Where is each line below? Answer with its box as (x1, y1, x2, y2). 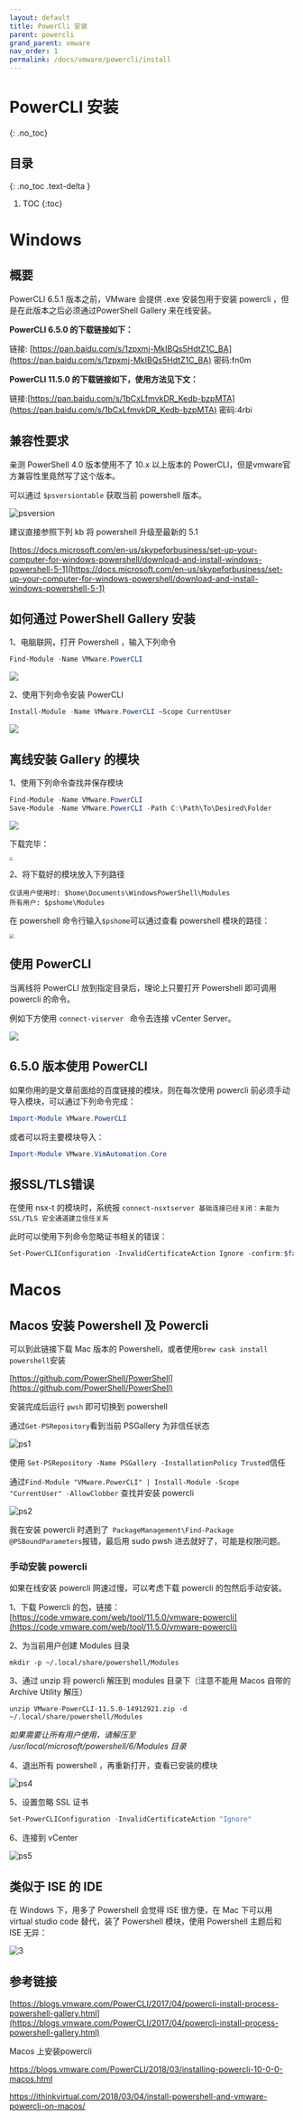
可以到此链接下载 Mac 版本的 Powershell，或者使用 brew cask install (9, 1343, 269, 1354)
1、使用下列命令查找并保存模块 (9, 777, 124, 787)
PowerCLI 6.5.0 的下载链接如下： (9, 324, 133, 334)
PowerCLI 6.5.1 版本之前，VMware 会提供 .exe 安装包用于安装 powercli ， (9, 293, 281, 304)
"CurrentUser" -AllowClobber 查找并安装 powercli (9, 1488, 195, 1499)
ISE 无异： (9, 1927, 48, 1938)
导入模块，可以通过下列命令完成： (9, 1096, 136, 1107)
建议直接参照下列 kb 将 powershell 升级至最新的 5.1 (9, 526, 198, 537)
